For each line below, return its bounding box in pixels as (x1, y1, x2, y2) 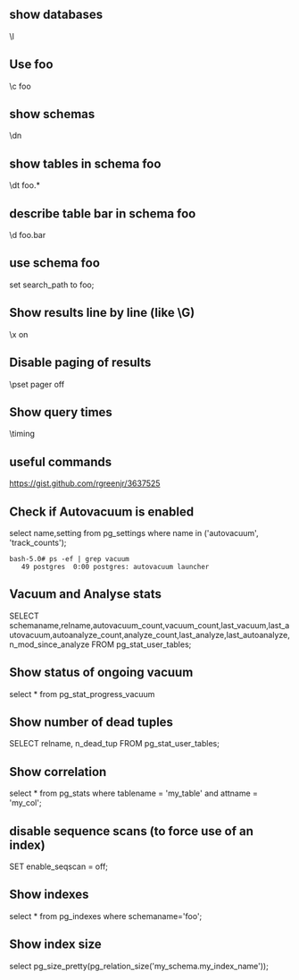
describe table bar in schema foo (9, 206, 196, 221)
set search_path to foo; (9, 279, 95, 290)
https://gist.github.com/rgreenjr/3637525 (9, 478, 161, 489)
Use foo (9, 57, 54, 72)
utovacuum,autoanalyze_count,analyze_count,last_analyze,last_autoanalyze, (9, 629, 290, 640)
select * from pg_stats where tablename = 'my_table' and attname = (9, 788, 259, 799)
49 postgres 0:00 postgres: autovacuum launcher (21, 562, 210, 571)
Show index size (9, 937, 103, 952)
